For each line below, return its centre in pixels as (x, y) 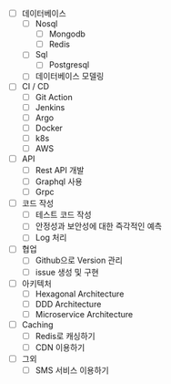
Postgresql (69, 65)
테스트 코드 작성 (63, 215)
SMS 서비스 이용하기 (72, 370)
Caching (37, 324)
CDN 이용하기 (60, 347)
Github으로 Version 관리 (79, 260)
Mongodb (67, 34)
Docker (49, 128)
